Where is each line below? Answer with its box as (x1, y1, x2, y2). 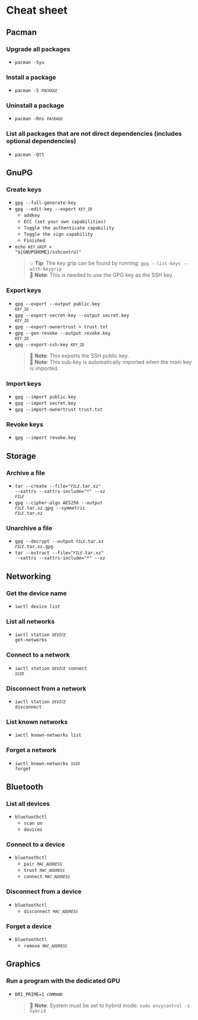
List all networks (6, 617, 55, 625)
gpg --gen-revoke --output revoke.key (14, 330, 111, 336)
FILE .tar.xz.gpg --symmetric (14, 505, 85, 511)
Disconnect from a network (6, 684, 87, 692)
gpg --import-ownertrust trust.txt (14, 407, 103, 413)
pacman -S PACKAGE (14, 88, 58, 94)
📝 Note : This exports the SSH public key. (29, 352, 129, 359)
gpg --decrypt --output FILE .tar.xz (14, 539, 104, 545)
